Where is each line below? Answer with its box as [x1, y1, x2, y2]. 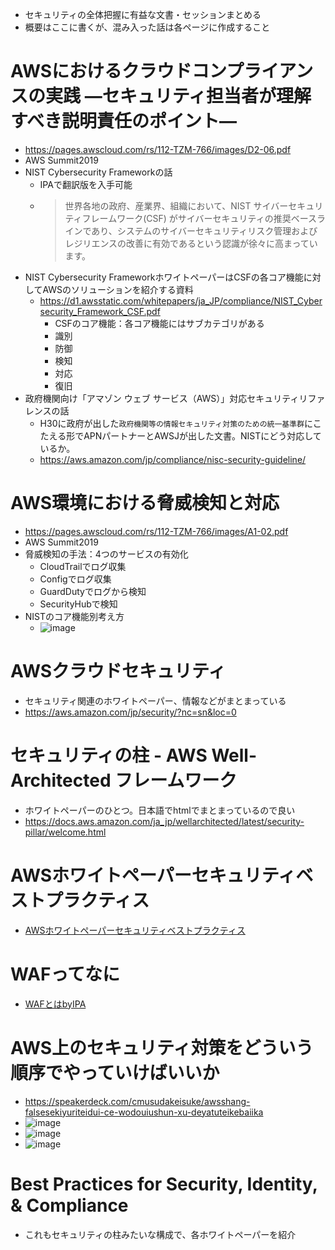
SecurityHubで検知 [39, 598, 118, 610]
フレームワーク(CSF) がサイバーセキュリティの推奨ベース [81, 212, 317, 224]
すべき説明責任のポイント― [10, 110, 238, 133]
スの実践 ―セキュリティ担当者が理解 [10, 85, 312, 108]
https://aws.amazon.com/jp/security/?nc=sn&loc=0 [24, 706, 237, 718]
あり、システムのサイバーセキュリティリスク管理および [91, 224, 318, 237]
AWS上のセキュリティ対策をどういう [10, 1036, 314, 1059]
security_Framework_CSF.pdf [39, 305, 161, 317]
